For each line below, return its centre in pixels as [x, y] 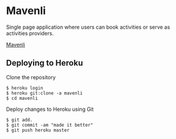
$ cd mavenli [22, 98]
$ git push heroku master [38, 130]
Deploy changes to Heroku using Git [50, 109]
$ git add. [19, 120]
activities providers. [30, 33]
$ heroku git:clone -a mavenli [44, 93]
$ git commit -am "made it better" [50, 125]
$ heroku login [25, 88]
